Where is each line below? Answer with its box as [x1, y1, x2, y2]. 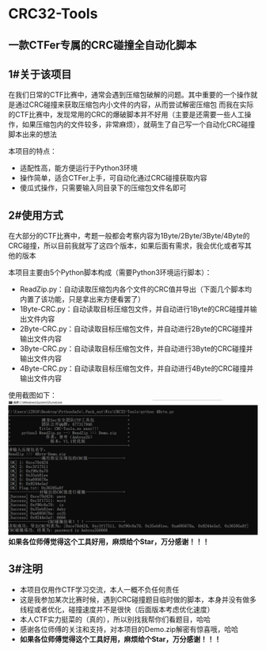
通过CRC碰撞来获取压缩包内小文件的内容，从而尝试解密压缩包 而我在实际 [14, 100, 254, 109]
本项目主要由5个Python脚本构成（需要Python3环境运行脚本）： [8, 268, 212, 277]
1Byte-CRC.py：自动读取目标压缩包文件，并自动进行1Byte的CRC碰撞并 [19, 304, 251, 314]
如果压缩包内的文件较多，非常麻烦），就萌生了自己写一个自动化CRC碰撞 [21, 120, 256, 129]
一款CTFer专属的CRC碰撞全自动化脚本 [8, 38, 197, 51]
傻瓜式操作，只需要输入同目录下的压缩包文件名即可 [19, 183, 187, 192]
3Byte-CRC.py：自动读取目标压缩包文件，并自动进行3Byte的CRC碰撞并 [19, 344, 253, 353]
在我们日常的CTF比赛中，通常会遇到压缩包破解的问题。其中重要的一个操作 [8, 90, 251, 100]
